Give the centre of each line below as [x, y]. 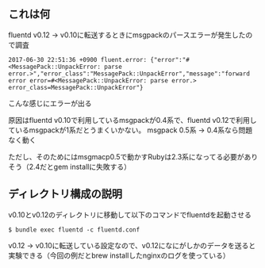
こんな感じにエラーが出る [50, 103]
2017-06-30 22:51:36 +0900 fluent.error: [78, 59]
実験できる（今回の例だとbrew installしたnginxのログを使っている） [119, 255]
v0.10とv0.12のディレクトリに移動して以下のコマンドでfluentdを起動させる [130, 214]
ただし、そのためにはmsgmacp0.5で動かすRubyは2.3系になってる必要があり [133, 156]
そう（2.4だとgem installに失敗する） [69, 167]
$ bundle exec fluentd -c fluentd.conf [74, 230]
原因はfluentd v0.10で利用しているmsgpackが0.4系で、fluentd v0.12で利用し [132, 120]
